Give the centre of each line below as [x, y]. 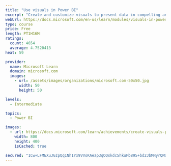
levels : [13, 99]
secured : [15, 155]
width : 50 [29, 86]
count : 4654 [23, 43]
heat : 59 [15, 52]
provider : [16, 62]
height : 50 [30, 90]
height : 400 [27, 141]
